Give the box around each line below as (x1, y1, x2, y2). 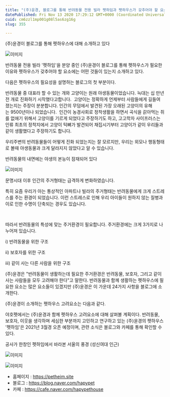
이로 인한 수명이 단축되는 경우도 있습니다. (5, 201, 87, 207)
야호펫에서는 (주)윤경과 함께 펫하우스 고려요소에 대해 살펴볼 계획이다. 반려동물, (5, 311, 160, 317)
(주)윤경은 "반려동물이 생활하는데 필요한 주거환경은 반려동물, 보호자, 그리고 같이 (5, 271, 162, 277)
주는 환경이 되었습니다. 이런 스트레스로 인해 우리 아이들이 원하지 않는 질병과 (14, 195, 163, 201)
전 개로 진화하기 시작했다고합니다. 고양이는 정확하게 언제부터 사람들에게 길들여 (5, 96, 161, 102)
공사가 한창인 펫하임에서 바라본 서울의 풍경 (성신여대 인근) (5, 341, 119, 347)
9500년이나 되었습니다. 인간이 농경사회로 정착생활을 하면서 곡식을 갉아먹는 (10, 109, 159, 115)
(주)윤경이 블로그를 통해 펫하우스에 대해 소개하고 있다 (5, 41, 110, 47)
